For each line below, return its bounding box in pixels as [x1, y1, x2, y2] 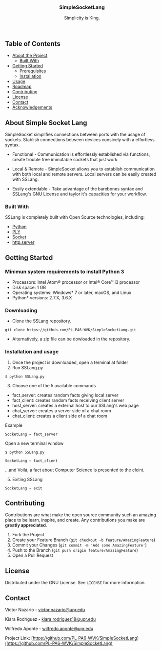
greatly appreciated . [5, 522, 47, 528]
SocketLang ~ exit [5, 485, 42, 491]
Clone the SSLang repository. [12, 318, 72, 324]
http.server [12, 239, 35, 245]
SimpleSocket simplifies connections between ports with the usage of [5, 131, 145, 137]
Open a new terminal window [5, 440, 64, 446]
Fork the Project [12, 532, 45, 538]
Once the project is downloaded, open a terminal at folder [12, 359, 128, 365]
